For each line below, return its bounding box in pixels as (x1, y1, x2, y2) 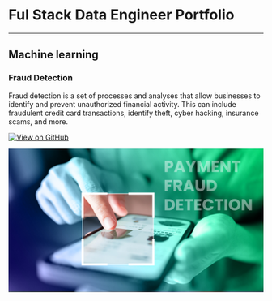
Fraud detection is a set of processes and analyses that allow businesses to (8, 91, 261, 101)
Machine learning (8, 48, 99, 62)
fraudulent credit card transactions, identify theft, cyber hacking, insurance (8, 108, 259, 118)
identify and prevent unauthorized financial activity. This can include (8, 99, 237, 109)
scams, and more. (8, 116, 69, 127)
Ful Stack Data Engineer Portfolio (8, 6, 235, 24)
